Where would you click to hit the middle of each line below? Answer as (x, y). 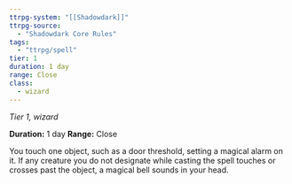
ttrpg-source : (36, 26)
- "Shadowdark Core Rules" (67, 34)
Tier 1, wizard (34, 117)
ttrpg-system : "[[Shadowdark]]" (69, 17)
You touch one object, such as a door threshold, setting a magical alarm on (146, 150)
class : (21, 83)
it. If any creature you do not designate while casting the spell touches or (142, 160)
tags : (19, 42)
